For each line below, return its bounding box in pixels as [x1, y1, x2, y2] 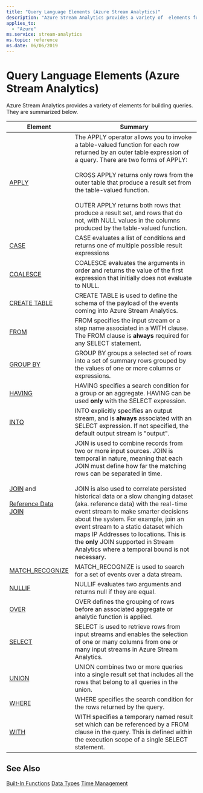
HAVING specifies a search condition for [74, 381, 189, 390]
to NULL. [74, 281, 100, 290]
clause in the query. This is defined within [74, 728, 193, 736]
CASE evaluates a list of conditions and [74, 233, 186, 242]
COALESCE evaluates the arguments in [74, 258, 185, 267]
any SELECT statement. [74, 339, 142, 347]
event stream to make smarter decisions [74, 507, 188, 515]
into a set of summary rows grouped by [74, 356, 186, 364]
